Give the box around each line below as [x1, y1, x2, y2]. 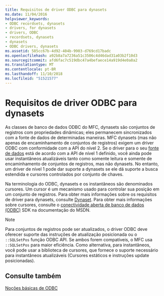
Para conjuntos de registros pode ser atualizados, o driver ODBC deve [5, 226, 148, 232]
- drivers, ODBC [5, 30, 38, 35]
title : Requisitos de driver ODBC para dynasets [5, 7, 107, 12]
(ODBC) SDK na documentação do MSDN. [5, 207, 91, 213]
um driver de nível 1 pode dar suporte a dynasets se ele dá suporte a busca [5, 166, 158, 172]
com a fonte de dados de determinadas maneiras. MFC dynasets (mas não [5, 134, 157, 141]
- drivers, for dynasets [5, 26, 56, 31]
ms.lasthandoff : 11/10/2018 [5, 72, 63, 76]
